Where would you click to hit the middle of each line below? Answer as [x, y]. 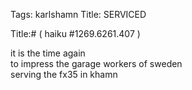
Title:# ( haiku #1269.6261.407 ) [75, 33]
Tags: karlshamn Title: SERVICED [78, 14]
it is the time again [48, 53]
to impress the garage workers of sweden [96, 63]
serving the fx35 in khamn [64, 74]
